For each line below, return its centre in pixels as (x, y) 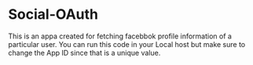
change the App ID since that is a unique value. (84, 52)
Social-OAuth (53, 14)
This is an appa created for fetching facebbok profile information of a (120, 36)
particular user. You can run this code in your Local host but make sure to (127, 44)
